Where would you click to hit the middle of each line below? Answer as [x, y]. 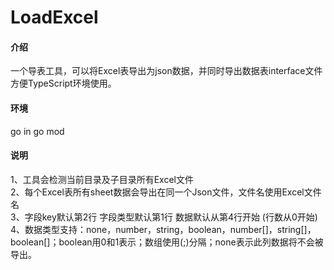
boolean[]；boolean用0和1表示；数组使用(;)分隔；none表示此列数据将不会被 [167, 242]
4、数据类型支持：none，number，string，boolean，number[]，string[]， [163, 229]
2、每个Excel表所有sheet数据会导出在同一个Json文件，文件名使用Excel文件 [166, 192]
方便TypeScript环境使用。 [63, 83]
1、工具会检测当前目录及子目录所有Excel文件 [102, 179]
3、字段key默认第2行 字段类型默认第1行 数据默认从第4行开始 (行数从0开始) [164, 217]
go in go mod [37, 131]
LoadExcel [54, 17]
